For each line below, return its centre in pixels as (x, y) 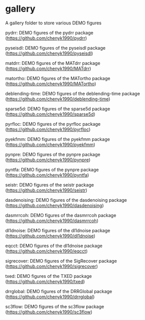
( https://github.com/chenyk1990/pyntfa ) (47, 175)
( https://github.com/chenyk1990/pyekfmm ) (50, 145)
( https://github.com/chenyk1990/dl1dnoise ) (50, 236)
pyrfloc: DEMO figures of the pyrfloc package (53, 124)
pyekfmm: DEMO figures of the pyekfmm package (58, 139)
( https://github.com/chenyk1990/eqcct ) (46, 251)
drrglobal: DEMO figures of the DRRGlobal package (59, 291)
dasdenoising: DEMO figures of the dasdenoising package (66, 200)
